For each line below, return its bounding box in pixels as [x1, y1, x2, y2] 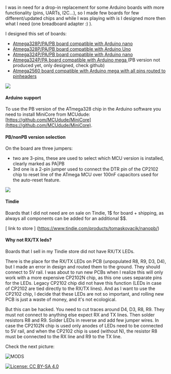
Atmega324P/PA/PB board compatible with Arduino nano [12, 51, 133, 57]
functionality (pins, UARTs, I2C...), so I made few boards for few [5, 10, 139, 16]
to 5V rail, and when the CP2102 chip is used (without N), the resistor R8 [5, 328, 157, 334]
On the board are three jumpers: [5, 146, 73, 152]
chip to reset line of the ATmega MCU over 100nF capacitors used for [12, 172, 159, 178]
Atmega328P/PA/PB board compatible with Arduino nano [12, 40, 133, 47]
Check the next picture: [5, 343, 55, 349]
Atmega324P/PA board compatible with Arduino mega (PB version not [12, 57, 160, 63]
